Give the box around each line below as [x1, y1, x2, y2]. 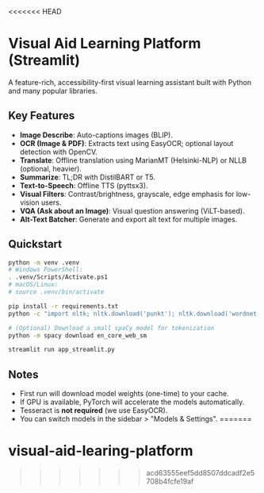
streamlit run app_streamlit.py [8, 345, 115, 354]
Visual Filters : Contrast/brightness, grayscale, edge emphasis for [19, 189, 235, 198]
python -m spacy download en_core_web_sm [8, 331, 147, 340]
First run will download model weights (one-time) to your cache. [19, 389, 230, 399]
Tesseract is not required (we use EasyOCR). [19, 406, 168, 415]
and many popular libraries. [8, 86, 98, 95]
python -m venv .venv [8, 258, 80, 267]
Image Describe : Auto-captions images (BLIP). [19, 130, 173, 140]
